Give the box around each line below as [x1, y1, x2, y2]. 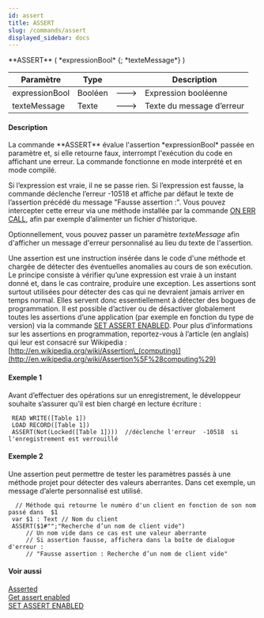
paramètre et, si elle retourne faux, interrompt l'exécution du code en [8, 148, 233, 158]
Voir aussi [8, 566, 42, 576]
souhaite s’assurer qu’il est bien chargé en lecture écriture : [8, 399, 202, 408]
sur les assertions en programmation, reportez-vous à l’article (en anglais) [8, 330, 249, 339]
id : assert [8, 11, 44, 20]
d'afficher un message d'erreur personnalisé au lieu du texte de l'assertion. [8, 238, 254, 248]
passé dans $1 [8, 508, 58, 516]
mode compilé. [8, 166, 57, 175]
